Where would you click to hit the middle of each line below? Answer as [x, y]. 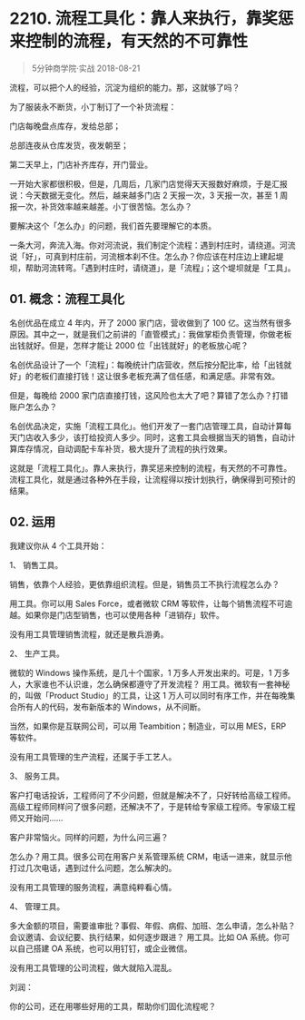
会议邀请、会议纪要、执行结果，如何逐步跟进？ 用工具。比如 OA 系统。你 [146, 937]
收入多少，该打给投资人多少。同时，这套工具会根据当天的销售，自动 [160, 437]
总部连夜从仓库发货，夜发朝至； [69, 145]
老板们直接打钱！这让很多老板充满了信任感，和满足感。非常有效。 [156, 376]
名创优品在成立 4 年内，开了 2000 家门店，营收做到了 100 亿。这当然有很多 [151, 322]
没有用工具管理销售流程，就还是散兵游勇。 [89, 634]
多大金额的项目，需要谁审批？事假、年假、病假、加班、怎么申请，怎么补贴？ [152, 926]
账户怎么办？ [33, 407]
